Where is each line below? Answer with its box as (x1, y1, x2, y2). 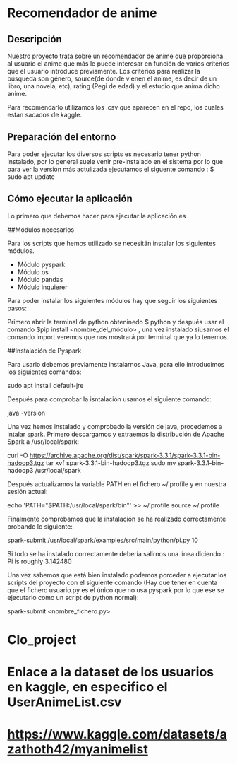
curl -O (7, 451, 28, 459)
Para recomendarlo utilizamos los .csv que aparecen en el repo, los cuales (7, 103, 224, 111)
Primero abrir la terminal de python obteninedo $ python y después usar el (7, 317, 224, 326)
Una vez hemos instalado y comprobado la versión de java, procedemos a (7, 422, 223, 430)
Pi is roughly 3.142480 (7, 557, 72, 565)
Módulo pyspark (17, 260, 66, 269)
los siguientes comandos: (7, 368, 82, 376)
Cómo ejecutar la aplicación (7, 193, 133, 205)
